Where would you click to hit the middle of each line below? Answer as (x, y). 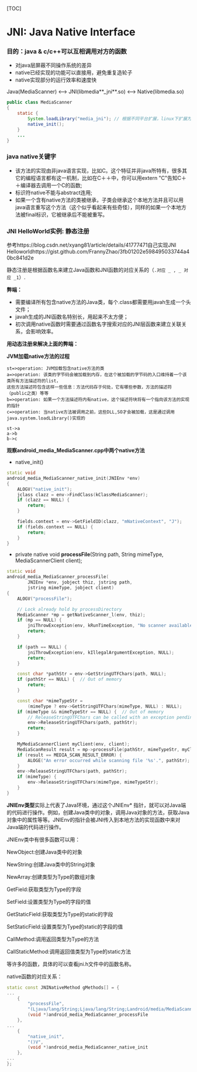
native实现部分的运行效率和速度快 (56, 80)
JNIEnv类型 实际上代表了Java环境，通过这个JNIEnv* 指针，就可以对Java (94, 805)
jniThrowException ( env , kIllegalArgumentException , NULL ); (101, 653)
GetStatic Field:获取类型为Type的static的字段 (60, 914)
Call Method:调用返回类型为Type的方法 (53, 939)
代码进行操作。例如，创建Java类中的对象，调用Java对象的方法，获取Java (100, 812)
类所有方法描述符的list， (34, 381)
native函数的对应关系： (34, 976)
